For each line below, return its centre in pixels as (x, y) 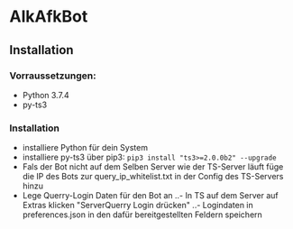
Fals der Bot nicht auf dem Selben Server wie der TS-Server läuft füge (153, 167)
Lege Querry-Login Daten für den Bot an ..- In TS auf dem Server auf (150, 196)
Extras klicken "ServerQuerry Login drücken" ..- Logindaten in (138, 206)
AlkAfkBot (49, 17)
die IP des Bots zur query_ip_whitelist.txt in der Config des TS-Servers (153, 177)
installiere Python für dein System (85, 148)
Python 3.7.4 (46, 95)
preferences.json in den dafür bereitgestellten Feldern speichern (142, 215)
